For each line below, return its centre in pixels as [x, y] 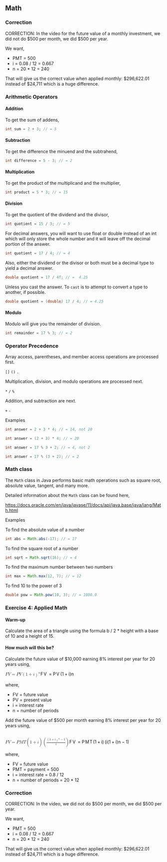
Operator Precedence [32, 346]
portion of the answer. [28, 244]
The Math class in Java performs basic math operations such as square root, [83, 480]
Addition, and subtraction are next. [41, 400]
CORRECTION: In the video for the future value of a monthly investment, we [83, 33]
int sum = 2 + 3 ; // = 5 [31, 129]
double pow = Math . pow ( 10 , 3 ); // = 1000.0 [51, 595]
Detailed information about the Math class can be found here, [68, 495]
